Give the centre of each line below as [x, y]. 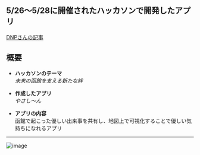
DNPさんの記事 [25, 37]
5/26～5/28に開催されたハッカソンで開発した [91, 11]
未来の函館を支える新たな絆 [49, 80]
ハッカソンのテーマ [38, 73]
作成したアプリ [33, 93]
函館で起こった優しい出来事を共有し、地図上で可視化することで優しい [101, 121]
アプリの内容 [30, 113]
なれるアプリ [46, 128]
